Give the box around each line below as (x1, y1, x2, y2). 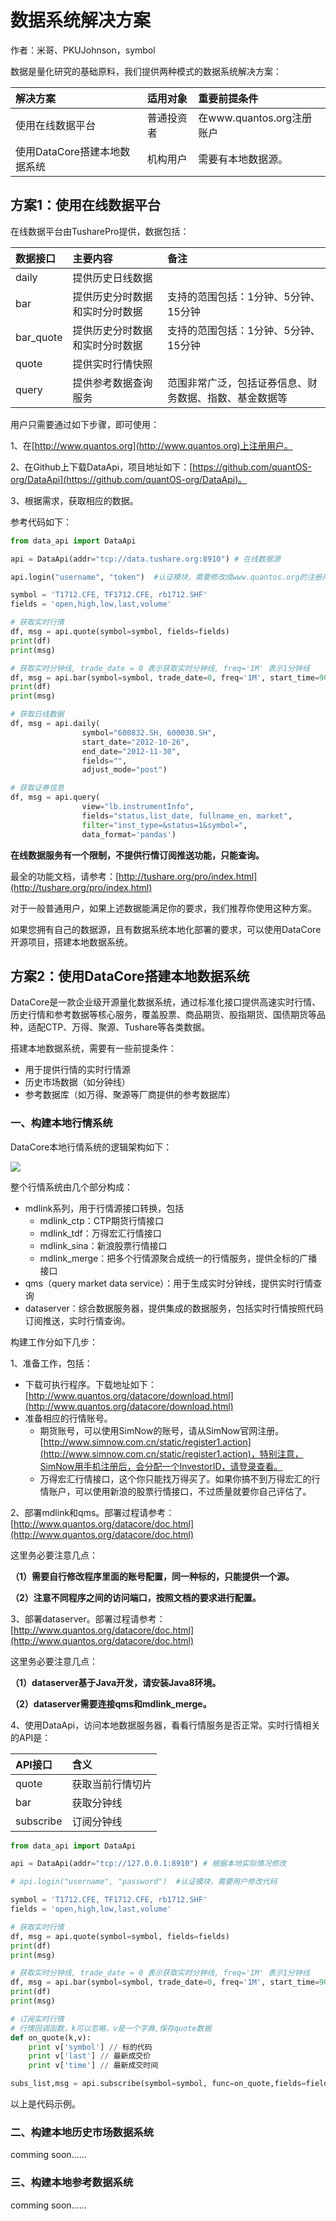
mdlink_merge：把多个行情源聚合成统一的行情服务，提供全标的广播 (39, 1252, 318, 1264)
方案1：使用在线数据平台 (10, 197, 162, 214)
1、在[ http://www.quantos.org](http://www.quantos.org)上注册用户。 (10, 439, 293, 451)
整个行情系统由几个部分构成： (10, 1181, 133, 1193)
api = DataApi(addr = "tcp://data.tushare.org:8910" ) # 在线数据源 (10, 554, 281, 564)
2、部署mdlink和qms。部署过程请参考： (10, 1506, 175, 1518)
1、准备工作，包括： (10, 1357, 93, 1369)
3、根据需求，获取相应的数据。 (10, 494, 139, 506)
